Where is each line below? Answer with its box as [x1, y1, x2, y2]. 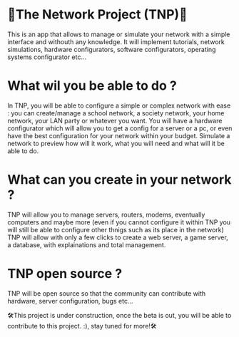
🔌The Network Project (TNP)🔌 [7, 6, 188, 23]
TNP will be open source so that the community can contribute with [7, 289, 206, 298]
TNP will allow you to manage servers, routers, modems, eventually [7, 210, 205, 219]
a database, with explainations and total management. [7, 240, 166, 249]
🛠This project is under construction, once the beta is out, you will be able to [7, 311, 232, 319]
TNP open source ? [7, 266, 123, 281]
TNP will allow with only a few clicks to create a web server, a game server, [7, 233, 228, 242]
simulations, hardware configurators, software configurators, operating [7, 45, 216, 53]
